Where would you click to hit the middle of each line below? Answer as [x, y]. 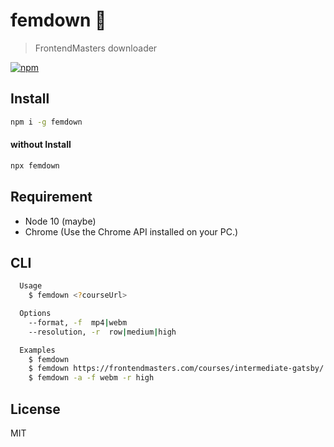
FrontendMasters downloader [96, 48]
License [35, 409]
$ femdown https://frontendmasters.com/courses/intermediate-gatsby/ [176, 369]
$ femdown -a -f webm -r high [91, 378]
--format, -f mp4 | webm [78, 322]
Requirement [51, 197]
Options [35, 314]
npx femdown [35, 165]
